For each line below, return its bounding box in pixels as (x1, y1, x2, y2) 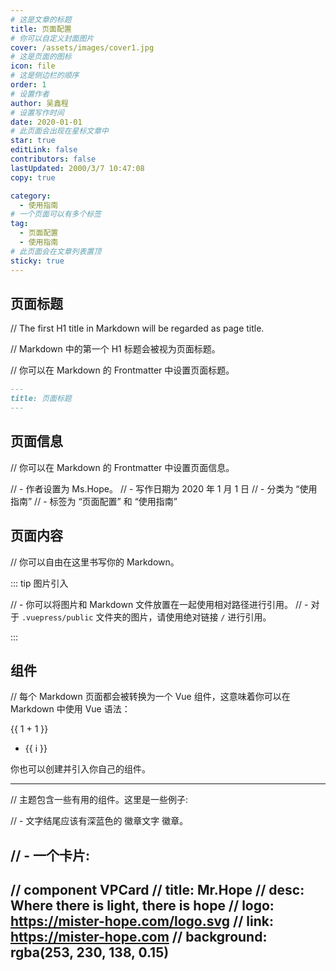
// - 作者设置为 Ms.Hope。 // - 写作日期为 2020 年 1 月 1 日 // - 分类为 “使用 (10, 482, 318, 495)
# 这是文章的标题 (10, 14, 72, 25)
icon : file (10, 61, 56, 71)
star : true (10, 136, 56, 146)
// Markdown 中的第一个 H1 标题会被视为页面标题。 (10, 343, 221, 355)
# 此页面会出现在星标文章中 (10, 126, 110, 136)
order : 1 (10, 80, 47, 90)
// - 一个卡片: (10, 847, 91, 864)
